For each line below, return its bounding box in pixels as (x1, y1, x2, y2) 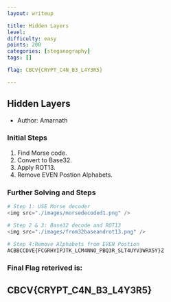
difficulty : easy (7, 35, 57, 42)
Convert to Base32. (16, 155, 72, 164)
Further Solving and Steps (7, 188, 96, 197)
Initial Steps (7, 133, 48, 142)
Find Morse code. (16, 149, 67, 157)
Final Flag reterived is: (7, 263, 83, 273)
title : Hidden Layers (7, 22, 69, 29)
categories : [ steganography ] (7, 48, 91, 55)
